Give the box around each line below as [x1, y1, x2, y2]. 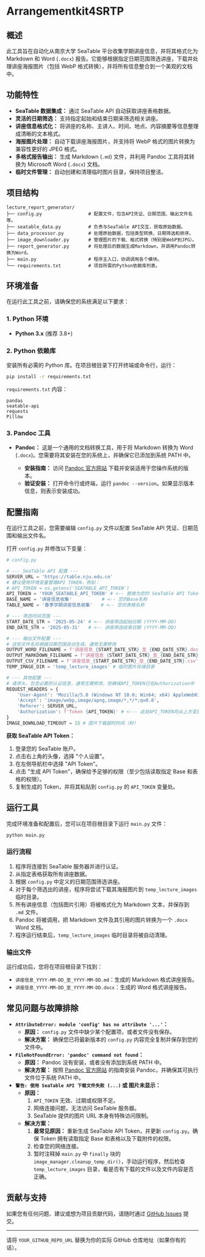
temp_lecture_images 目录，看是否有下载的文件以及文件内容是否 [33, 1165, 194, 1172]
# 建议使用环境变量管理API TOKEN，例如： [6, 579, 101, 586]
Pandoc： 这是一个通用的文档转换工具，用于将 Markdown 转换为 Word [15, 444, 193, 451]
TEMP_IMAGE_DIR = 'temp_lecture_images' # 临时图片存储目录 [6, 664, 155, 670]
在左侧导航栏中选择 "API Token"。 [15, 760, 101, 767]
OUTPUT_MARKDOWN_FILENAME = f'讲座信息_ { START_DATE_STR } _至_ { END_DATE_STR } [6, 653, 199, 659]
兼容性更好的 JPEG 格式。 [15, 145, 81, 152]
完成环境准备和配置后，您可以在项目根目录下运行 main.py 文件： [6, 820, 168, 827]
